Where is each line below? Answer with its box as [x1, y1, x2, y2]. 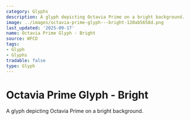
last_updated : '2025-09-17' [6, 25, 75, 31]
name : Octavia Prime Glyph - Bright [6, 30, 96, 36]
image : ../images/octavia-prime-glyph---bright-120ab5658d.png [6, 19, 164, 25]
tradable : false [6, 57, 46, 63]
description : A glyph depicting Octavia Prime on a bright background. [6, 14, 185, 20]
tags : [6, 42, 19, 47]
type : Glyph [6, 63, 35, 69]
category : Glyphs [6, 8, 49, 15]
